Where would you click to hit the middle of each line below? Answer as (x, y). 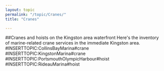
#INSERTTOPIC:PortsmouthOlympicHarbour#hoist (57, 59)
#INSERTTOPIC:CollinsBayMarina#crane (47, 48)
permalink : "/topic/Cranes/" (36, 14)
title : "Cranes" (22, 19)
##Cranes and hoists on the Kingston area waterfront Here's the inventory (82, 37)
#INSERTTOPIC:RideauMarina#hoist (43, 64)
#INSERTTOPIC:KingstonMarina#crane (46, 53)
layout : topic (20, 10)
